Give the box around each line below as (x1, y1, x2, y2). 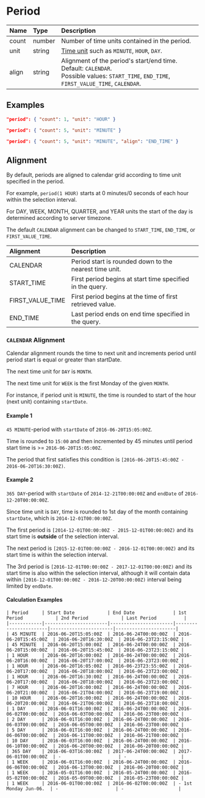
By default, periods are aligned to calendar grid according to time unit (6, 171, 181, 179)
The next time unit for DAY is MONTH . (6, 368, 93, 376)
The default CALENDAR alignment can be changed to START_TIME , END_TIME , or (6, 226, 196, 233)
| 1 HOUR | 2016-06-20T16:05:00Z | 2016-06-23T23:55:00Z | (6, 663, 176, 669)
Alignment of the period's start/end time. (60, 56, 178, 65)
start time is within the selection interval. (6, 550, 108, 558)
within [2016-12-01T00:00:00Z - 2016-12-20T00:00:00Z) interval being (6, 575, 182, 583)
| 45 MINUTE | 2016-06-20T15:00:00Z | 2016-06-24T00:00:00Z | (6, 642, 176, 648)
